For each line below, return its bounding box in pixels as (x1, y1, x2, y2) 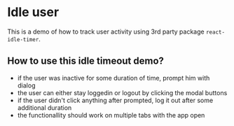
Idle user (7, 4, 60, 20)
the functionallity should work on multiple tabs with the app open (17, 111, 205, 119)
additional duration (17, 103, 72, 112)
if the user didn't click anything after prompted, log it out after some (17, 96, 214, 104)
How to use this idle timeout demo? (7, 55, 165, 67)
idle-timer (7, 36, 39, 43)
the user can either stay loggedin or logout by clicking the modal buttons (17, 88, 228, 97)
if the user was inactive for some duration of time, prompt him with (17, 73, 210, 82)
